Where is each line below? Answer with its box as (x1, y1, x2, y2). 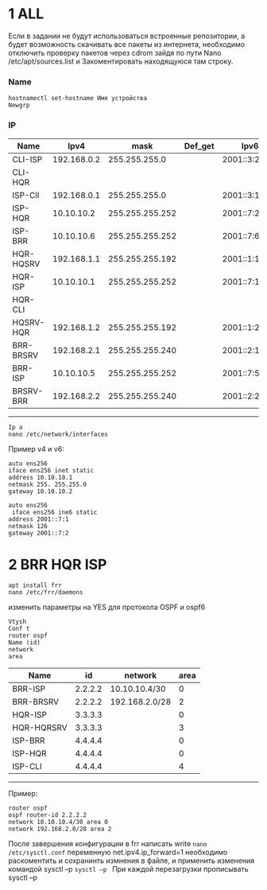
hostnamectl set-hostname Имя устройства (8, 95, 148, 103)
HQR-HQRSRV (12, 722, 68, 733)
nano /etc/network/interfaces (8, 430, 109, 438)
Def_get (184, 140, 215, 151)
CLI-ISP (12, 154, 43, 165)
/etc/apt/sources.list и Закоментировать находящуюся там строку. (8, 56, 234, 66)
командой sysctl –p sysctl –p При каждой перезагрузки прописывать (8, 865, 249, 874)
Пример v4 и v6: (8, 444, 65, 453)
